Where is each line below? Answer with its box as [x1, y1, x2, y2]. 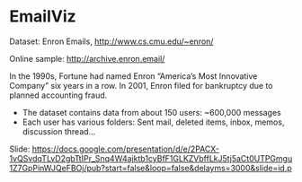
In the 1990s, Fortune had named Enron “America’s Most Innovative [9, 70, 258, 82]
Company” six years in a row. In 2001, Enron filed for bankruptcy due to [9, 80, 273, 91]
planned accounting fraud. [9, 90, 108, 100]
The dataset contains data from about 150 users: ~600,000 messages [22, 107, 281, 117]
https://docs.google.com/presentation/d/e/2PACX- [31, 143, 220, 154]
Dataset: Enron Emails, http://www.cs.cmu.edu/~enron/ [9, 36, 214, 47]
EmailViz [9, 6, 76, 27]
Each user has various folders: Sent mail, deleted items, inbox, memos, [22, 117, 285, 127]
